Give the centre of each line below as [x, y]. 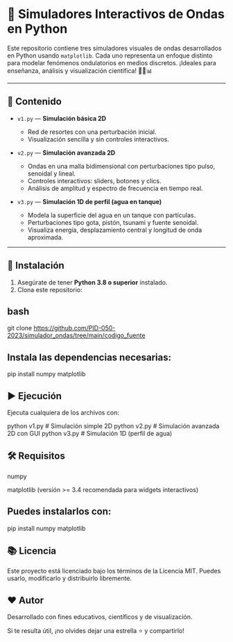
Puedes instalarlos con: [59, 512]
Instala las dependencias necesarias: [89, 357]
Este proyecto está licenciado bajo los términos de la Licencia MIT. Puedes [114, 571]
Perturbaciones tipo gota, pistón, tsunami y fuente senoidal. [113, 222]
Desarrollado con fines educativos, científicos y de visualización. [100, 617]
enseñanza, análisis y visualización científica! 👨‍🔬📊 [80, 70]
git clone [20, 328]
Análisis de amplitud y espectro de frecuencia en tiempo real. [115, 188]
